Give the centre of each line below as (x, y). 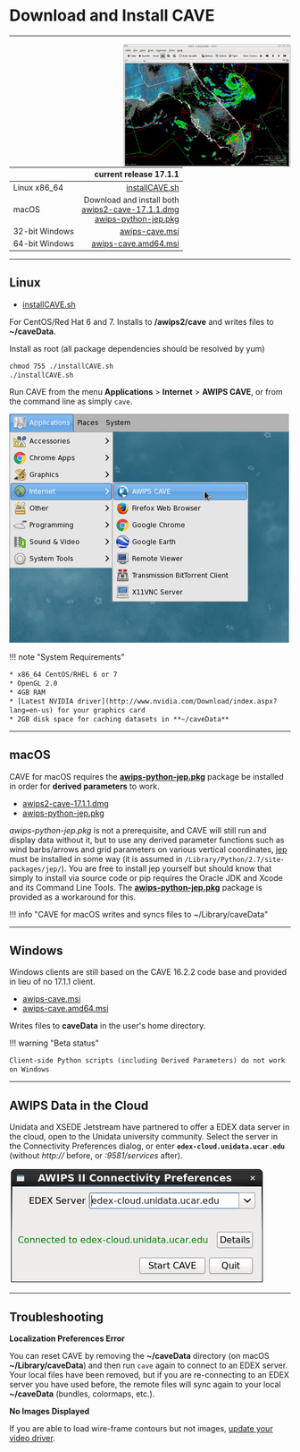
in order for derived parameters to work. (84, 786)
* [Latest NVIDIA (42, 701)
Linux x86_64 (38, 187)
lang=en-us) (31, 710)
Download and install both (132, 200)
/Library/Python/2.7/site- (234, 859)
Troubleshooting (57, 1317)
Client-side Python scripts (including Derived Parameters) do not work (147, 1061)
